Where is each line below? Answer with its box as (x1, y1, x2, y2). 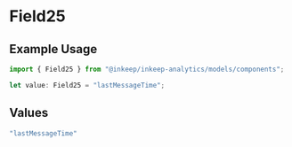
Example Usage (9, 42, 98, 57)
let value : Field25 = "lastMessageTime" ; (9, 81, 166, 89)
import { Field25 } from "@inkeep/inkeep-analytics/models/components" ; (9, 65, 285, 73)
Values (9, 105, 49, 120)
